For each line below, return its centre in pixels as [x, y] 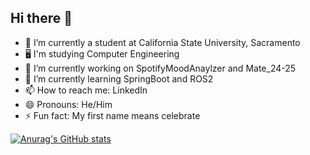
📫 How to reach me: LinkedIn [86, 90]
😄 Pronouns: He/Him [68, 104]
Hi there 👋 [41, 18]
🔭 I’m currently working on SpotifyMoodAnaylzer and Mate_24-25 [160, 68]
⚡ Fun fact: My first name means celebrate [112, 115]
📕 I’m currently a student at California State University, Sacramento [162, 42]
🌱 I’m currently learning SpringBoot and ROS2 [119, 78]
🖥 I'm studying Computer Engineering [102, 53]
